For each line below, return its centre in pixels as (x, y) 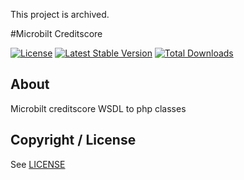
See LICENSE (38, 164)
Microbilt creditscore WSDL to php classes (98, 108)
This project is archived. (60, 14)
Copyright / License (73, 140)
